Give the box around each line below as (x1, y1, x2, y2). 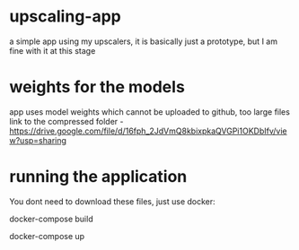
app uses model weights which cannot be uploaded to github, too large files (9, 106, 290, 117)
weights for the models (9, 77, 186, 98)
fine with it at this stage (9, 45, 96, 56)
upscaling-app (9, 6, 121, 27)
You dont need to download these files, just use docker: (9, 195, 215, 207)
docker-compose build (9, 213, 93, 224)
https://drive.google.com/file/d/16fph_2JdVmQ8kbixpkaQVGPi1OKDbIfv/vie (9, 125, 287, 136)
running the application (9, 167, 188, 187)
